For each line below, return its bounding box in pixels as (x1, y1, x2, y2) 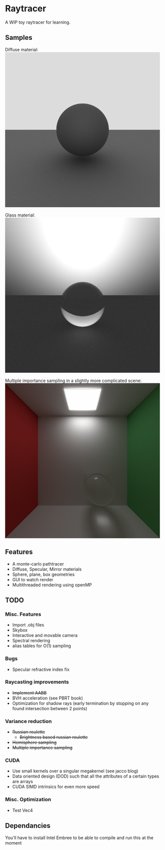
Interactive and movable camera (12, 632, 78, 638)
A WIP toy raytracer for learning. (5, 19, 71, 25)
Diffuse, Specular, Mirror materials (12, 566, 82, 572)
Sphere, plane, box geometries (12, 571, 75, 577)
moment (5, 840, 22, 846)
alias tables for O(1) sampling (12, 643, 71, 649)
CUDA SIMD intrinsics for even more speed (12, 784, 100, 790)
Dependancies (5, 821, 51, 830)
